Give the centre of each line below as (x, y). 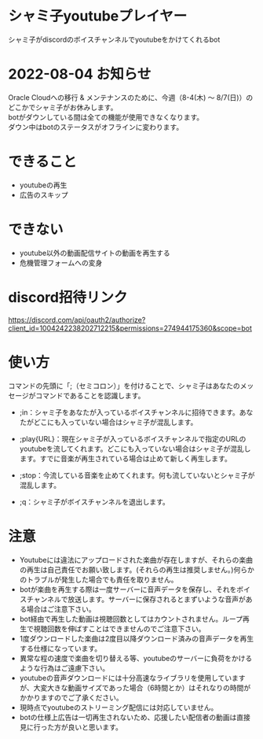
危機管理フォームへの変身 (61, 262)
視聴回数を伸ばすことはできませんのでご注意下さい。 (119, 628)
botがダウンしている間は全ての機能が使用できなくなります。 (106, 117)
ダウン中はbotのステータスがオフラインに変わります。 (96, 127)
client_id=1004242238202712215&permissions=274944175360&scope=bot (130, 328)
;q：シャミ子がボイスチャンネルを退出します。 (95, 501)
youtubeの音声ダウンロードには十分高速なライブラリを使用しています (132, 678)
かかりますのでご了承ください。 (71, 697)
